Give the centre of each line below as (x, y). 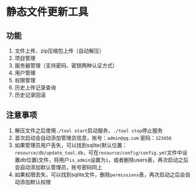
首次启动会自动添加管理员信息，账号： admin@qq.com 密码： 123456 (93, 138)
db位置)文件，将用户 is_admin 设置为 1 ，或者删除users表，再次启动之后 (104, 160)
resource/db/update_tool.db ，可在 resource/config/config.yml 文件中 (99, 152)
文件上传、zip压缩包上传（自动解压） (59, 51)
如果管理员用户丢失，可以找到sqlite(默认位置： (71, 145)
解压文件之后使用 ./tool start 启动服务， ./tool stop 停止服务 (89, 130)
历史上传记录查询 (35, 88)
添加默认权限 (35, 182)
